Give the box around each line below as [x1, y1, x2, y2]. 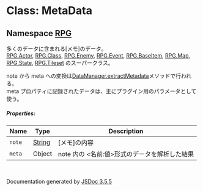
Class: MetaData [6, 4, 93, 18]
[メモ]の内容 [57, 138, 94, 147]
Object [32, 149, 53, 158]
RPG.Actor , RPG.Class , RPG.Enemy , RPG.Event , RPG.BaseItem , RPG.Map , [6, 52, 191, 59]
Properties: [6, 110, 35, 117]
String [32, 138, 51, 146]
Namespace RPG [6, 28, 72, 39]
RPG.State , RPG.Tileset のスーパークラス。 [6, 59, 114, 66]
